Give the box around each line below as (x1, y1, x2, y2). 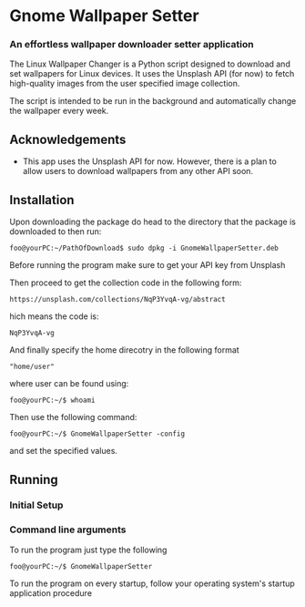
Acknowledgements (9, 131, 127, 147)
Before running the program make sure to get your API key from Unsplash (9, 260, 286, 271)
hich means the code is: (9, 311, 99, 322)
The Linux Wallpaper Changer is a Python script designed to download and (9, 58, 291, 69)
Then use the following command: (9, 412, 137, 423)
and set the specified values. (9, 446, 118, 457)
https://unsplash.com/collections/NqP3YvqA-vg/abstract (9, 295, 226, 304)
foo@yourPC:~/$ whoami (9, 396, 96, 406)
